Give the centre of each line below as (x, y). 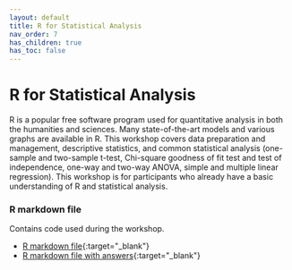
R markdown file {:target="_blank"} (86, 246)
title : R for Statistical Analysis (76, 26)
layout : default (39, 17)
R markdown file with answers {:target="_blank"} (112, 256)
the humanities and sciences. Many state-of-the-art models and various (142, 130)
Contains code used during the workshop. (87, 229)
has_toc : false (38, 51)
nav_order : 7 (34, 34)
